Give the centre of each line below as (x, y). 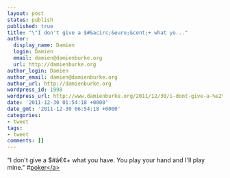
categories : (24, 115)
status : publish (30, 20)
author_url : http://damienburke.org (59, 84)
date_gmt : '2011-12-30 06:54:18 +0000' (64, 109)
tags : (15, 128)
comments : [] (26, 141)
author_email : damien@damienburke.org (62, 77)
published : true (30, 26)
